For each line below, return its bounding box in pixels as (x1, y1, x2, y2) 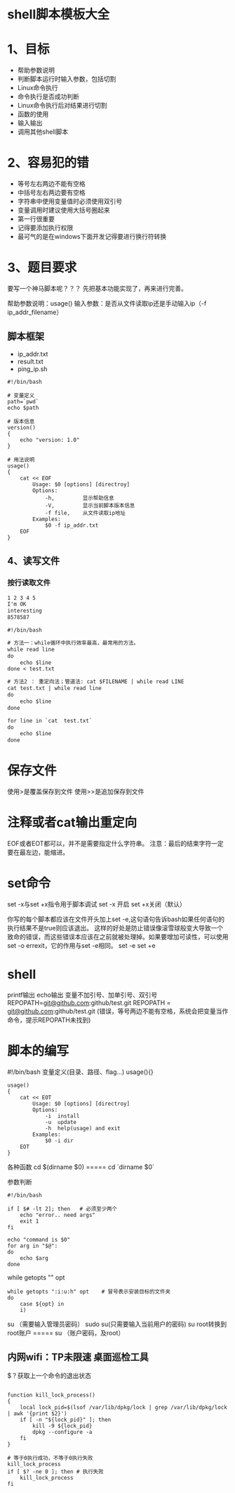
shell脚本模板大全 (7, 6, 110, 23)
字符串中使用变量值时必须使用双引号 (17, 197, 123, 206)
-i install (44, 1112, 80, 1120)
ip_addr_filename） (7, 308, 63, 316)
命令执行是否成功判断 (17, 92, 79, 101)
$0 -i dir (44, 1137, 74, 1144)
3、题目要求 (7, 260, 77, 275)
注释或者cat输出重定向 (7, 815, 137, 831)
